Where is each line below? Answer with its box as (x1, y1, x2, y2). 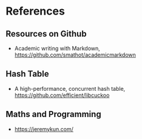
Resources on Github (5, 29, 87, 39)
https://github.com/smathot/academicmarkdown (14, 51, 136, 59)
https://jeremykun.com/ (14, 125, 74, 132)
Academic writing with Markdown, (14, 45, 101, 52)
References (5, 4, 65, 18)
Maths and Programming (5, 109, 101, 119)
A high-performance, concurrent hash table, (14, 85, 126, 92)
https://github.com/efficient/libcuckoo (14, 91, 110, 99)
